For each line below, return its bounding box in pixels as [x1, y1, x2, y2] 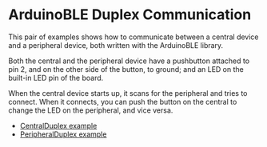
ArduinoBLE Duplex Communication [8, 6, 252, 24]
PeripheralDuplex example [19, 129, 107, 139]
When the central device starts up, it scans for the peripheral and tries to [8, 88, 248, 97]
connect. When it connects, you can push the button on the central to [8, 97, 237, 106]
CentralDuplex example [19, 121, 98, 130]
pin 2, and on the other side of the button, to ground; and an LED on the [8, 64, 244, 73]
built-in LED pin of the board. [8, 73, 104, 82]
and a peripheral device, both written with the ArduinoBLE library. [8, 40, 224, 50]
